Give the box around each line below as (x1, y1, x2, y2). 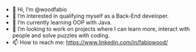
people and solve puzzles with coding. (12, 32, 110, 39)
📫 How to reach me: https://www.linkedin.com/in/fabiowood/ (12, 39, 168, 46)
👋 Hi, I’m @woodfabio (12, 6, 68, 13)
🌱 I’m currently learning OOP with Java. (12, 19, 112, 26)
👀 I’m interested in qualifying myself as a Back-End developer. (12, 12, 169, 20)
